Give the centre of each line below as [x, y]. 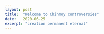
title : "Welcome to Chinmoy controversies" [52, 14]
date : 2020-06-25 [25, 19]
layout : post [19, 10]
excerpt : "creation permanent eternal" [47, 24]
